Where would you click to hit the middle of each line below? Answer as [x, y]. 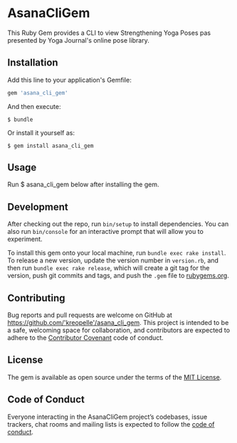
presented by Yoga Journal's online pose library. [78, 40]
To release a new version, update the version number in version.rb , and [113, 260]
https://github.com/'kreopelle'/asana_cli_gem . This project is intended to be [118, 323]
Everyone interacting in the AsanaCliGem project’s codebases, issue [107, 417]
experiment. [25, 239]
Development [38, 207]
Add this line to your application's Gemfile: [69, 80]
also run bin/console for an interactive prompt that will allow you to [106, 232]
